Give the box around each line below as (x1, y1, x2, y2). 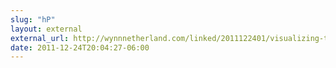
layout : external (10, 24, 83, 34)
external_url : (10, 33, 70, 43)
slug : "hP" (10, 14, 56, 25)
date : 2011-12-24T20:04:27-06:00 (10, 42, 150, 53)
